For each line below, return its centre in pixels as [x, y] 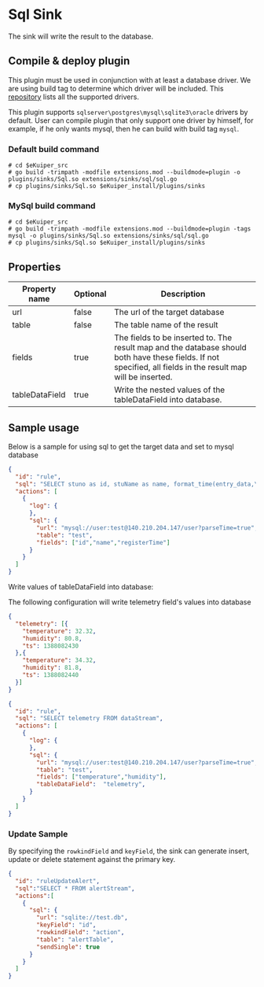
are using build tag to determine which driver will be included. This [116, 88]
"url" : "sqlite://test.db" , [82, 918]
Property [39, 289]
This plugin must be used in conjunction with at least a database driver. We [130, 79]
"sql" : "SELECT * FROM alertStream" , [75, 888]
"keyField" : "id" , [66, 925]
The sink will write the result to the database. [81, 36]
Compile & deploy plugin [69, 61]
